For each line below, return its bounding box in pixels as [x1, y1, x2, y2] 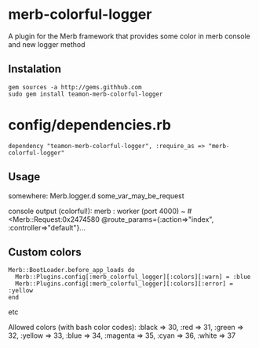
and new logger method [8, 39, 86, 49]
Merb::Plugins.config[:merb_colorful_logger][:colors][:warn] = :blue [15, 273, 251, 281]
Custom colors [8, 245, 82, 259]
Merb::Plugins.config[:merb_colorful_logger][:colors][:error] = [15, 280, 234, 288]
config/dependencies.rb [8, 116, 171, 134]
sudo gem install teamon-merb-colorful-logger [8, 90, 163, 98]
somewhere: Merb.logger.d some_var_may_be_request [8, 190, 184, 201]
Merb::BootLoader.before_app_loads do [8, 266, 135, 274]
